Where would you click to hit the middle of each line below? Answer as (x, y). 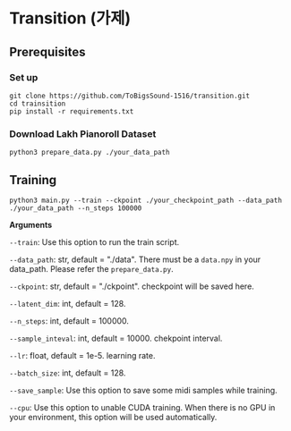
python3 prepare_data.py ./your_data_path (90, 153)
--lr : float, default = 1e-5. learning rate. (82, 355)
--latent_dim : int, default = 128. (68, 303)
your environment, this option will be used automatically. (113, 417)
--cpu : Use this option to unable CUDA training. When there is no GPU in (142, 407)
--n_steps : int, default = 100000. (69, 321)
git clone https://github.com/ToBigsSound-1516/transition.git (130, 96)
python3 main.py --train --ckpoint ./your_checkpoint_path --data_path (145, 200)
